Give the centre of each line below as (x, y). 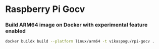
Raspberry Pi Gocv (45, 9)
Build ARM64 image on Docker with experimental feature (76, 25)
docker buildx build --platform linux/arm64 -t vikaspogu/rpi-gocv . (80, 41)
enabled (16, 31)
